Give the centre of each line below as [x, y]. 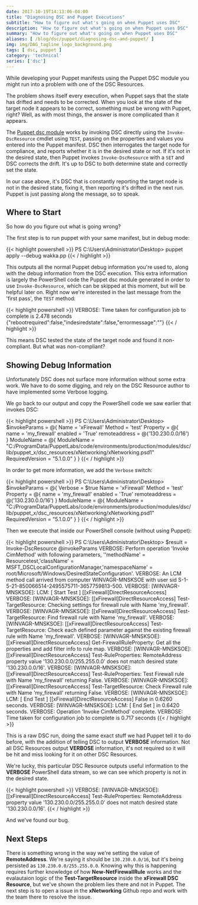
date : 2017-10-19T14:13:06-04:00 [47, 12]
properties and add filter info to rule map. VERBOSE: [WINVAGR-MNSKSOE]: [99, 649]
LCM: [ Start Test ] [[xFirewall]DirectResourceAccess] [101, 593]
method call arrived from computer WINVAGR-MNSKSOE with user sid [91, 580]
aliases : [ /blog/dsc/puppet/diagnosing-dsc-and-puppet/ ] [80, 39]
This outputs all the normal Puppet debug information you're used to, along [97, 267]
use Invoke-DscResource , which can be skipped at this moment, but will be [96, 286]
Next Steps [27, 839]
